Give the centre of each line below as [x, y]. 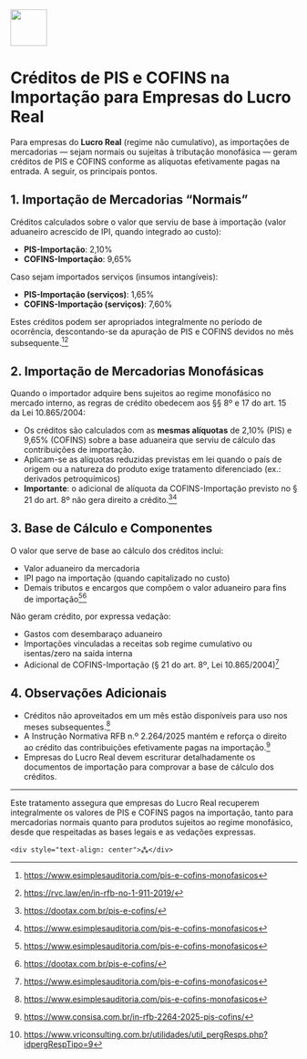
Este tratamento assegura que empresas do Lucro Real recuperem [135, 803]
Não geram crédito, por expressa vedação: [91, 616]
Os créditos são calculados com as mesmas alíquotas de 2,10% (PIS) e [158, 430]
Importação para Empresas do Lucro [151, 97]
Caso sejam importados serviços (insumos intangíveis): [114, 277]
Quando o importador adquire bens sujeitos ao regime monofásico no [141, 393]
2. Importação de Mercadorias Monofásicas [137, 371]
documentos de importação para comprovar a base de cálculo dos [148, 767]
